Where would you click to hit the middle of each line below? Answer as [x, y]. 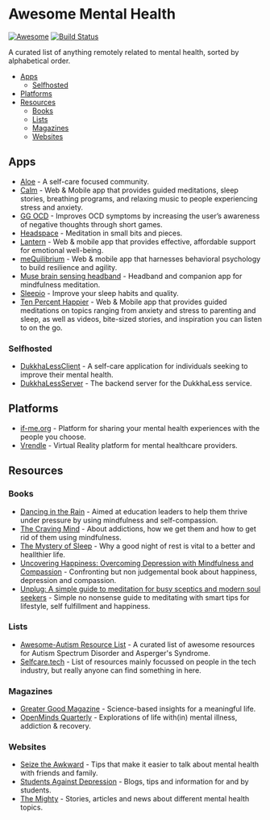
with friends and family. [59, 773]
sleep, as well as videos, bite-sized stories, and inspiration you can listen [141, 319]
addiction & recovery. [55, 726]
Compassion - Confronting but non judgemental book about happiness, [139, 572]
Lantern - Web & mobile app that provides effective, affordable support [138, 241]
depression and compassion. [68, 580]
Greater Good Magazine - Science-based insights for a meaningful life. [138, 709]
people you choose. [53, 437]
